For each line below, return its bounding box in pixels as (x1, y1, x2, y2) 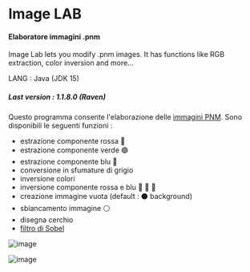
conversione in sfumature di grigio (19, 165, 134, 175)
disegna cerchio (19, 215, 74, 225)
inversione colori (19, 174, 75, 184)
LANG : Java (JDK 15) (8, 74, 80, 83)
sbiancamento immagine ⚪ (19, 204, 111, 213)
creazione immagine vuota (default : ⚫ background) (19, 192, 192, 201)
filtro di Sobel (19, 224, 65, 233)
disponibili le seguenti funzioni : (8, 121, 113, 131)
